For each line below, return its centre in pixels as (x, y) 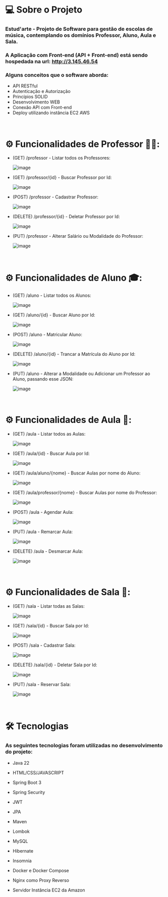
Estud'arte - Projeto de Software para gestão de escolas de (79, 29)
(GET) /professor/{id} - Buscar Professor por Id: (62, 178)
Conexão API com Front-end (42, 108)
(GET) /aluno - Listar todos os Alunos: (52, 295)
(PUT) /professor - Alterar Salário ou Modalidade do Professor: (78, 236)
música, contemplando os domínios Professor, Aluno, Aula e (81, 35)
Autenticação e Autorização (41, 91)
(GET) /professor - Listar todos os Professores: (61, 158)
